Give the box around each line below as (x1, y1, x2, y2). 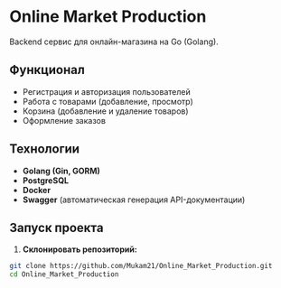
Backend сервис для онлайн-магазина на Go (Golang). (9, 36, 219, 47)
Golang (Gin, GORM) (22, 165, 101, 176)
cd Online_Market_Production (9, 270, 119, 279)
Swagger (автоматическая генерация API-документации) (22, 194, 246, 205)
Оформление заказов (22, 115, 107, 125)
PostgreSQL (22, 174, 70, 186)
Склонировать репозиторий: (22, 244, 137, 255)
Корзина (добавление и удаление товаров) (22, 106, 189, 116)
